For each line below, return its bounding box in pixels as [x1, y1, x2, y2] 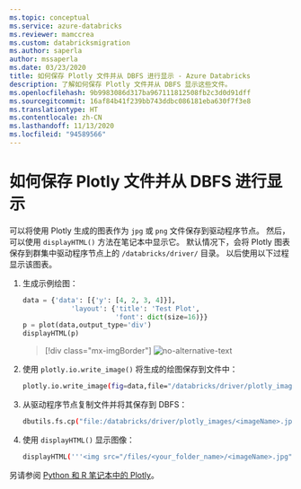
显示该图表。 [9, 258, 57, 269]
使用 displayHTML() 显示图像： [22, 434, 135, 445]
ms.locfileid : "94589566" [9, 130, 106, 139]
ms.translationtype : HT [9, 105, 99, 114]
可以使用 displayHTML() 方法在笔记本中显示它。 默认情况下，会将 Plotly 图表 [9, 236, 290, 247]
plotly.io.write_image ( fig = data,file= [22, 382, 168, 391]
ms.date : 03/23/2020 [9, 64, 87, 73]
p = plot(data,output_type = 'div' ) [22, 320, 152, 330]
